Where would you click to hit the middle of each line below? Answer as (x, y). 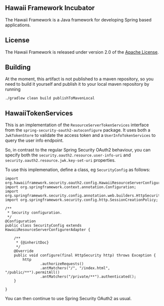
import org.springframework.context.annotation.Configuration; (71, 187)
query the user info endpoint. (34, 140)
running (13, 89)
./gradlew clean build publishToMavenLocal (50, 98)
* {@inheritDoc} (32, 243)
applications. (18, 25)
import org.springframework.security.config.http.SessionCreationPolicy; (82, 200)
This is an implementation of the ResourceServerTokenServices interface (77, 125)
